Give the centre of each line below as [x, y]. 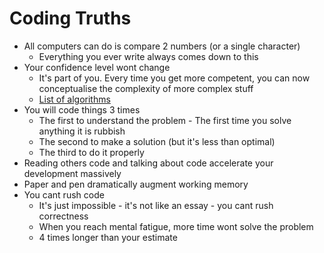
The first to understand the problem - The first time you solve [165, 120]
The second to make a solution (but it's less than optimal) [157, 141]
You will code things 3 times [82, 109]
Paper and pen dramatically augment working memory [136, 184]
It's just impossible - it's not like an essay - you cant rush [156, 205]
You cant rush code [64, 194]
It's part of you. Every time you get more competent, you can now [174, 78]
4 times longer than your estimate [108, 237]
